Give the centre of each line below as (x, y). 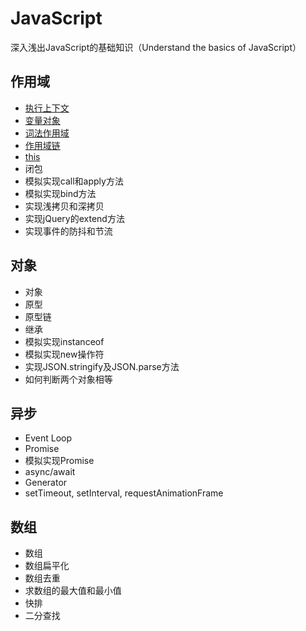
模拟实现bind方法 (60, 193)
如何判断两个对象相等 (68, 379)
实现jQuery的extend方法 (74, 218)
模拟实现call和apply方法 (74, 181)
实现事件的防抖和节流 (68, 231)
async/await (50, 472)
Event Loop (48, 438)
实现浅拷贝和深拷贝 (64, 206)
